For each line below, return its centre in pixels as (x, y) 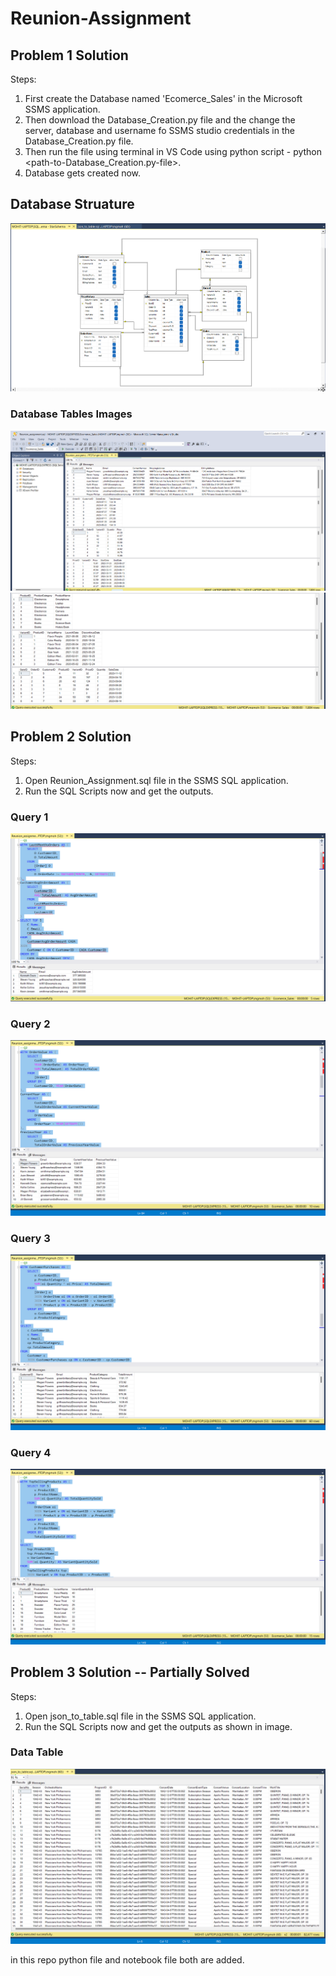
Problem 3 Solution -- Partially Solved (130, 1672)
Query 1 (29, 817)
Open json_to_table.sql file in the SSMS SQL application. (140, 1716)
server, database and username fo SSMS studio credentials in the (159, 130)
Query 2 (30, 1024)
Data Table (37, 1752)
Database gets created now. (83, 173)
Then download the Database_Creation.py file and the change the (160, 120)
